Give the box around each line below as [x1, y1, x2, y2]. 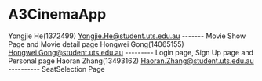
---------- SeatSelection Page [8, 64, 105, 73]
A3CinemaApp [8, 5, 107, 23]
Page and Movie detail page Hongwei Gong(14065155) [8, 39, 184, 48]
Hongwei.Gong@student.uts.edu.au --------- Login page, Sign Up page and [8, 48, 253, 57]
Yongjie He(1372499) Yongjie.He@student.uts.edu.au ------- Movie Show [8, 31, 246, 40]
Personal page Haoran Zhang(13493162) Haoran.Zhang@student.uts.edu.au [8, 56, 255, 65]
